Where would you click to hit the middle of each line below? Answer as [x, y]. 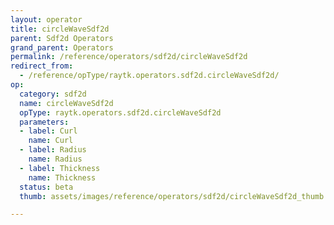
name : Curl [51, 141]
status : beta [46, 187]
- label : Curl [48, 131]
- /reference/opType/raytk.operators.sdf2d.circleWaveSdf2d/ [149, 76]
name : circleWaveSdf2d [66, 103]
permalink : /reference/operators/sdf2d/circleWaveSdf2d [129, 57]
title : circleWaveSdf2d [60, 29]
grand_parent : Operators [62, 47]
